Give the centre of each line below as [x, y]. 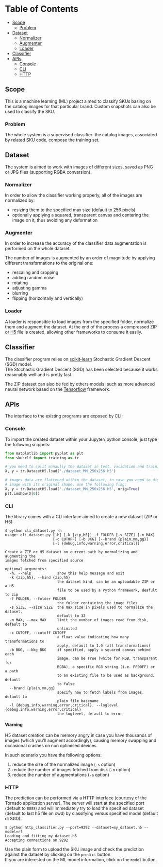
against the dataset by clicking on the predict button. [58, 854]
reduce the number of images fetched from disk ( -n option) [71, 770]
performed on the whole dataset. [38, 249]
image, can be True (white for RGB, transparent [107, 658]
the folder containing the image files [97, 603]
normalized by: [20, 200]
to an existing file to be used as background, [106, 675]
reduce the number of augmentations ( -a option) [61, 775]
